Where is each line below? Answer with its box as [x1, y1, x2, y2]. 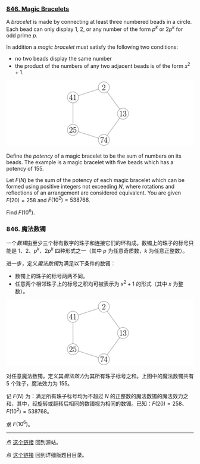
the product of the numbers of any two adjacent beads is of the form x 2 [14, 61, 190, 70]
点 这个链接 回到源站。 [6, 439, 61, 446]
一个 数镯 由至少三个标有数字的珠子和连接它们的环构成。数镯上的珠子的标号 [6, 240, 189, 247]
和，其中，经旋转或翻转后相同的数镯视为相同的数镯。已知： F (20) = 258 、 [6, 400, 187, 407]
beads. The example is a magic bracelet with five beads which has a [6, 158, 174, 165]
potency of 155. [6, 165, 44, 172]
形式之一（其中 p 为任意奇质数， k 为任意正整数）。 [65, 247, 188, 255]
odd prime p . [6, 32, 37, 39]
